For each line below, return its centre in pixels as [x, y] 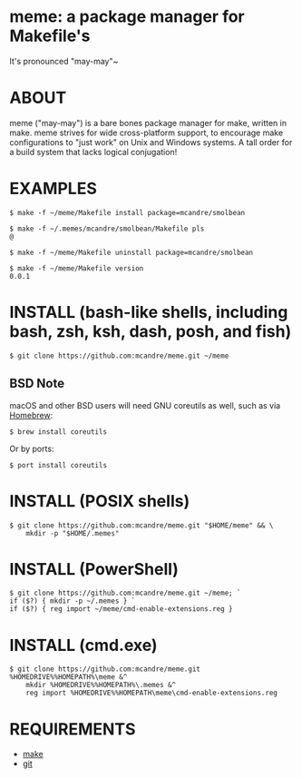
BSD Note [37, 384]
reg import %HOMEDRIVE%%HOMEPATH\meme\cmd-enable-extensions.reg [152, 693]
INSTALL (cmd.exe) [83, 645]
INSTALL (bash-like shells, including [149, 312]
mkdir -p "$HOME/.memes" [73, 533]
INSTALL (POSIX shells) [100, 501]
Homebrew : [31, 415]
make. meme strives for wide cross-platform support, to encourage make [146, 133]
